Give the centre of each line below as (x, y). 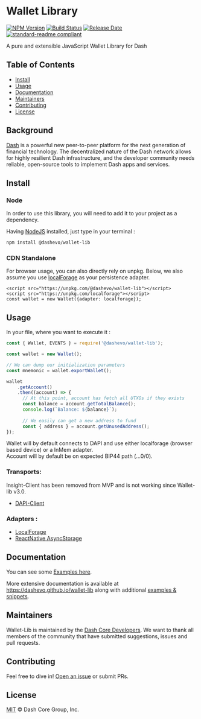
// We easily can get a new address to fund (79, 420)
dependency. (23, 220)
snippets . (18, 596)
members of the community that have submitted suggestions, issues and (97, 636)
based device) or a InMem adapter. (50, 450)
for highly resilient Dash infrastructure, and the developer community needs (101, 157)
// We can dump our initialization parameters (66, 365)
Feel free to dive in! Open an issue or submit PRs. (67, 676)
